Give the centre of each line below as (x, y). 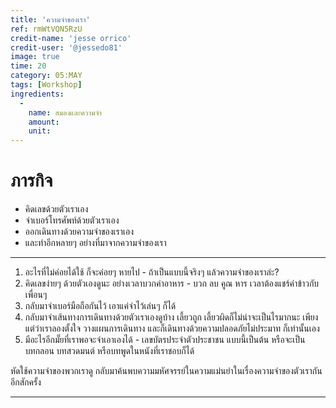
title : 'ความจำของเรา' (50, 19)
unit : (40, 131)
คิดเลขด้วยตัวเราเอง (56, 209)
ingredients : (37, 94)
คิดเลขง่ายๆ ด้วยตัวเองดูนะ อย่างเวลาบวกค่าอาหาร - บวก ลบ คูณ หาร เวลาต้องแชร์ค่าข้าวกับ (172, 283)
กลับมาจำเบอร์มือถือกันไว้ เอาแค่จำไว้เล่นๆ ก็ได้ (100, 306)
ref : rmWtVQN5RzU (46, 29)
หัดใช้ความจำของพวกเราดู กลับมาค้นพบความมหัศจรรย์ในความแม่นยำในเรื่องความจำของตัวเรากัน (166, 371)
